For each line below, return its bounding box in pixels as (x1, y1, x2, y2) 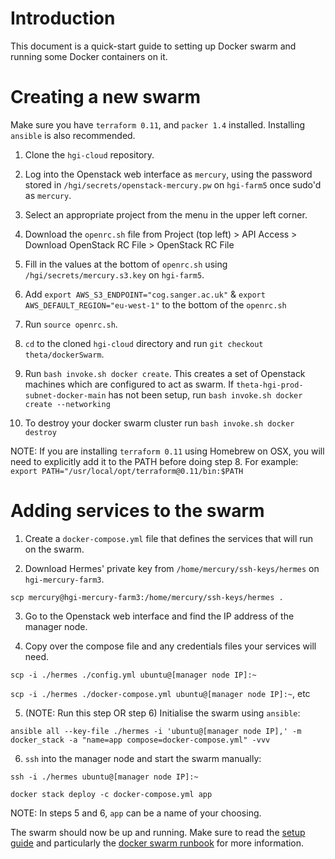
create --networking (24, 399, 111, 409)
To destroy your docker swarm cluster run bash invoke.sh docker (24, 417, 295, 429)
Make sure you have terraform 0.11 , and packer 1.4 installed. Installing (10, 118, 306, 131)
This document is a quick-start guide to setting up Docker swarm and (10, 40, 297, 52)
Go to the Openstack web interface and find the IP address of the (24, 610, 295, 622)
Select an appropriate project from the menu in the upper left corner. (24, 208, 308, 221)
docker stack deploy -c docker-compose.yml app (10, 789, 213, 799)
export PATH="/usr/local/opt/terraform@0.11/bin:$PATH (10, 466, 244, 476)
